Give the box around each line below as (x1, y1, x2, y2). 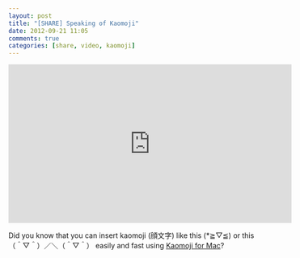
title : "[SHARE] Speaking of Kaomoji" (8, 19, 139, 27)
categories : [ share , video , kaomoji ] (8, 42, 136, 50)
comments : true (8, 34, 60, 43)
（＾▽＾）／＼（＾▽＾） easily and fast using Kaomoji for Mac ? (8, 241, 225, 251)
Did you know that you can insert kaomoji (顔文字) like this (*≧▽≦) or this (8, 231, 255, 240)
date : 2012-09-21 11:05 (8, 27, 89, 35)
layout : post (8, 11, 53, 20)
